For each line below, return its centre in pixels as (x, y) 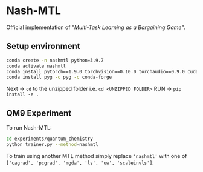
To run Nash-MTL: (29, 128)
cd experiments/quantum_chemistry (50, 139)
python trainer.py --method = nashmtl (52, 144)
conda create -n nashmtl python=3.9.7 (55, 60)
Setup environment (43, 46)
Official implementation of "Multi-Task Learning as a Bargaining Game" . (96, 27)
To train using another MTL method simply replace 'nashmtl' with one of (97, 156)
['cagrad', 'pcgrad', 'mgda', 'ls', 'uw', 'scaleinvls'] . (80, 162)
